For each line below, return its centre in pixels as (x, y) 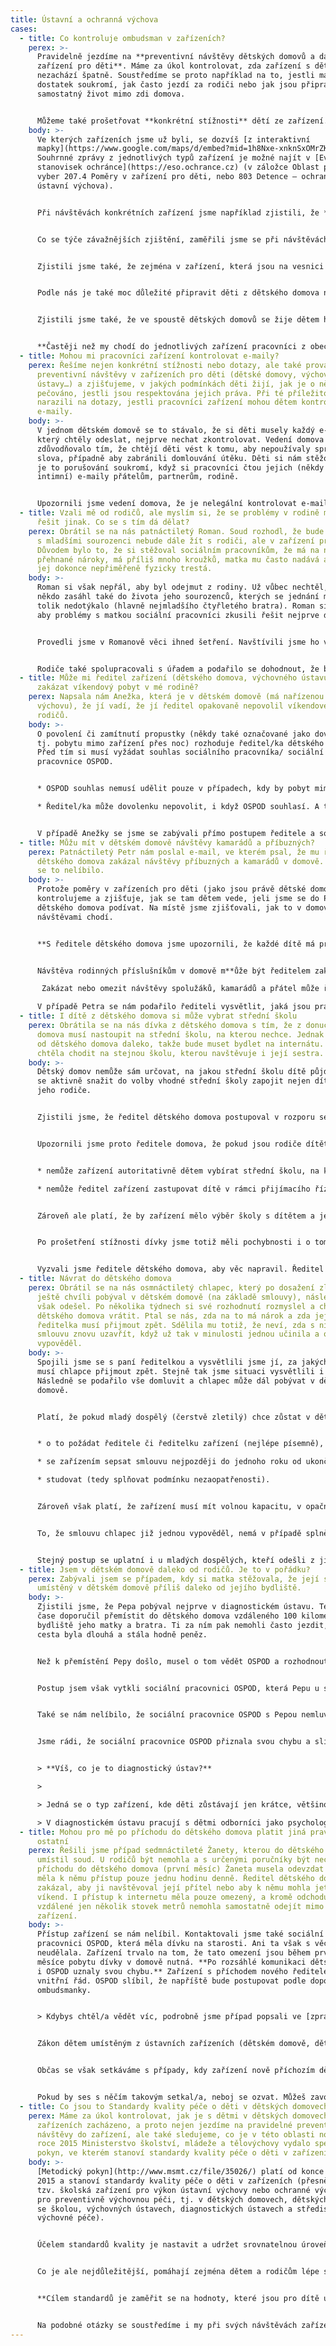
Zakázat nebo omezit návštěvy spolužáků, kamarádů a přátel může (180, 989)
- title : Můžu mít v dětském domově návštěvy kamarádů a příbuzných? (167, 842)
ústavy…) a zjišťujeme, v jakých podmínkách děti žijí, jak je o (175, 384)
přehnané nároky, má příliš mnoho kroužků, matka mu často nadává (178, 559)
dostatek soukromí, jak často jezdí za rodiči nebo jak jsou (167, 85)
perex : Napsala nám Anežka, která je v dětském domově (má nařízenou (176, 697)
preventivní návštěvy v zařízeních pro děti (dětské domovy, (167, 374)
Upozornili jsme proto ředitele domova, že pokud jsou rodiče (169, 1144)
